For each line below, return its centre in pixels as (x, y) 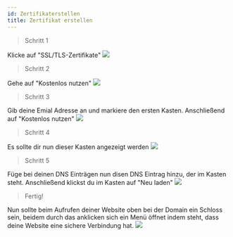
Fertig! (34, 196)
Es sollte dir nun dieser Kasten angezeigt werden (78, 147)
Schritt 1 (36, 40)
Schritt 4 (37, 132)
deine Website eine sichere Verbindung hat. (71, 225)
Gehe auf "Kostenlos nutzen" (50, 83)
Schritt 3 (37, 96)
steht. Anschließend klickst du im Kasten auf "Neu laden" (90, 182)
